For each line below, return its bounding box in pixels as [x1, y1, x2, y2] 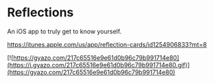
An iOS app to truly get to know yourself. [7, 27, 122, 35]
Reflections [7, 5, 74, 20]
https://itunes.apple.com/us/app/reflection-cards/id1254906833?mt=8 [7, 40, 207, 48]
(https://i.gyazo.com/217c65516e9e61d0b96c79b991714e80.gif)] [7, 61, 190, 69]
